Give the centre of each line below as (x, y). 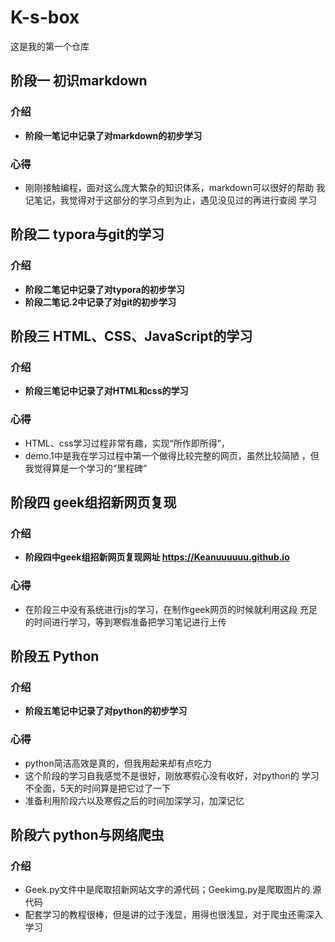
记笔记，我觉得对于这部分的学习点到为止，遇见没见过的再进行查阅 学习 (170, 200)
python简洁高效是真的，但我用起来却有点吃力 (118, 763)
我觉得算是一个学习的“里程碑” (86, 468)
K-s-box (45, 17)
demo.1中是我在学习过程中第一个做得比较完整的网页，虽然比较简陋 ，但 (172, 455)
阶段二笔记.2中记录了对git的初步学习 (100, 302)
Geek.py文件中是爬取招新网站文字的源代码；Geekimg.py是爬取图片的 (167, 890)
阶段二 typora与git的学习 (87, 234)
